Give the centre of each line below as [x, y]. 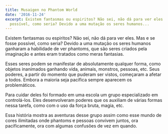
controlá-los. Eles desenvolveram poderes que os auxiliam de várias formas [84, 100]
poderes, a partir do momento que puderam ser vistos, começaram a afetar [83, 75]
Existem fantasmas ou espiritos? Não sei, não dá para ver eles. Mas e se [80, 38]
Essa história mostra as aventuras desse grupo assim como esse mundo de [83, 115]
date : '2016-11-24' [26, 15]
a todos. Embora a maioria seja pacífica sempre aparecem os [69, 80]
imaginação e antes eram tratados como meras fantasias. [65, 54]
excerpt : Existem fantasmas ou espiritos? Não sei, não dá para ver [78, 19]
